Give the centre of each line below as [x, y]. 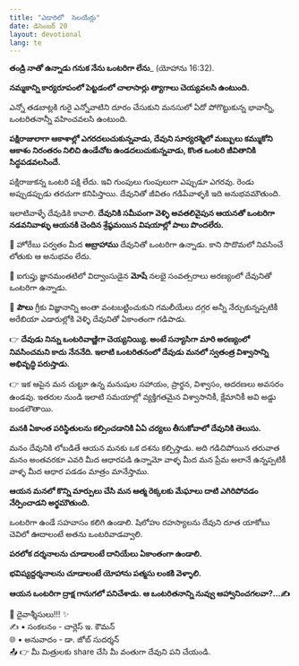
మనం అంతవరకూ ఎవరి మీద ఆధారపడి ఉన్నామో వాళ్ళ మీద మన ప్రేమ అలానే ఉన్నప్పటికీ [148, 460]
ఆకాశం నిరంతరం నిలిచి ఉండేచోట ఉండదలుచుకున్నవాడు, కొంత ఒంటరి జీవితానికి [133, 151]
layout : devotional [46, 34]
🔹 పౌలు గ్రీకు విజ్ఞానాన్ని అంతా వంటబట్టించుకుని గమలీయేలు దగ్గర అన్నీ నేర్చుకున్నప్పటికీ [144, 307]
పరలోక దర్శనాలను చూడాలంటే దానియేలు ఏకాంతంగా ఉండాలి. [106, 554]
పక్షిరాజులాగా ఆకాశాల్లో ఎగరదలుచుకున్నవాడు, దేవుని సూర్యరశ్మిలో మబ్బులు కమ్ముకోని [141, 139]
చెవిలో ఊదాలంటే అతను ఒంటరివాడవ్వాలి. [76, 534]
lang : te [26, 43]
